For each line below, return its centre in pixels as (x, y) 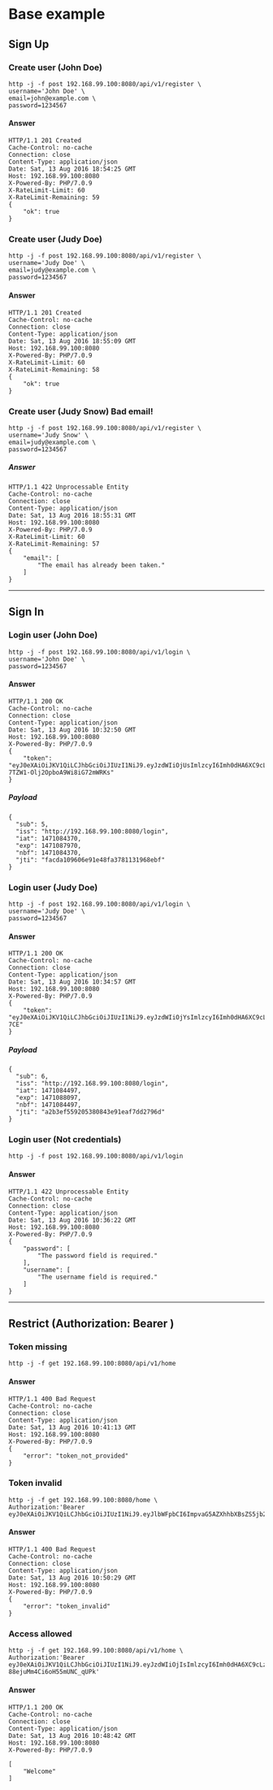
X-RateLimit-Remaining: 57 (54, 544)
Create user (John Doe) (56, 67)
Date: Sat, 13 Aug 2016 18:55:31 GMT (72, 515)
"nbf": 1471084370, (49, 853)
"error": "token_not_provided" (76, 1456)
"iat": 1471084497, (49, 1091)
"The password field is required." (98, 1256)
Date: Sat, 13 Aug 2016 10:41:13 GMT (72, 1427)
